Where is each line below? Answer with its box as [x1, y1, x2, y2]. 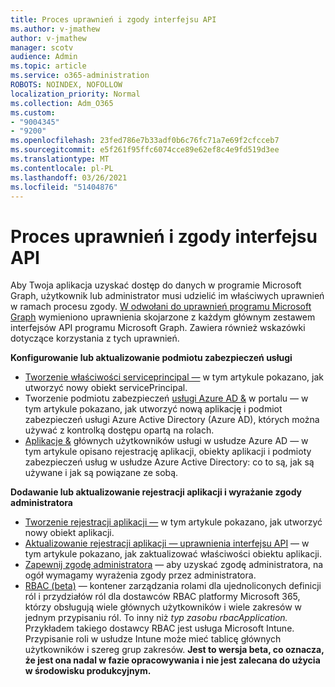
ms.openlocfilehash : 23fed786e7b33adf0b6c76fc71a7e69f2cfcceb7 [10, 136, 280, 146]
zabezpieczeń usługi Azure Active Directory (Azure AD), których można [24, 414, 320, 426]
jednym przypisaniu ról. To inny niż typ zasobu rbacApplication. [24, 612, 288, 624]
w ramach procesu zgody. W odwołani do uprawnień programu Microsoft [10, 301, 312, 313]
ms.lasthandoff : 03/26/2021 [10, 172, 128, 183]
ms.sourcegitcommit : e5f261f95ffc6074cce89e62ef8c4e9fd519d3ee [10, 145, 280, 155]
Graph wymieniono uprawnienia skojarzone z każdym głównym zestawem [10, 311, 316, 323]
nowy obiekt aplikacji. [24, 527, 115, 539]
